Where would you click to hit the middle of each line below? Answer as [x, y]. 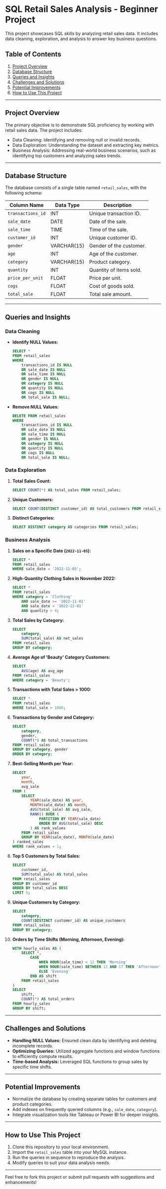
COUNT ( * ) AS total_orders [48, 999]
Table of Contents [33, 54]
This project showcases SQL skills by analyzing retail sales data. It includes [82, 33]
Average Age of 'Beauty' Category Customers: [61, 657]
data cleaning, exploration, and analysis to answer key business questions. [81, 39]
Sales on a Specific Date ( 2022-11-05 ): [52, 551]
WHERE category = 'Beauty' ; [41, 680]
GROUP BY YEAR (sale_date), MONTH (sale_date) [68, 837]
